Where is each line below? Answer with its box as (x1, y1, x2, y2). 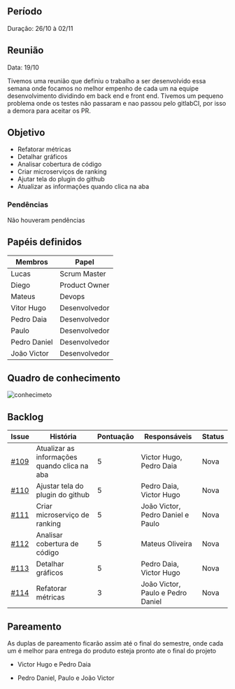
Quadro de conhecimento (7, 372, 121, 384)
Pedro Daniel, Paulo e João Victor (17, 674, 115, 682)
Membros (15, 257, 48, 267)
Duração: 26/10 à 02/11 (7, 24, 73, 32)
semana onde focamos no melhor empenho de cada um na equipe (7, 84, 199, 92)
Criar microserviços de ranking (17, 167, 107, 176)
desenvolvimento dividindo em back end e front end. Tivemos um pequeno (7, 91, 224, 100)
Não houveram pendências (7, 216, 85, 224)
